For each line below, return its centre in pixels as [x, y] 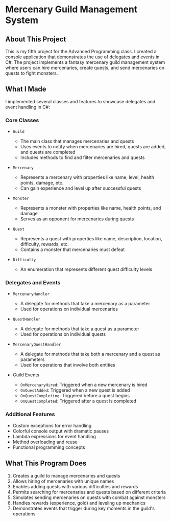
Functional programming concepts [49, 447]
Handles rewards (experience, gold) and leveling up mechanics [79, 503]
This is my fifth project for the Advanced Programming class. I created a [81, 51]
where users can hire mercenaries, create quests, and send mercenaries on [85, 68]
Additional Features [30, 414]
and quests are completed [48, 152]
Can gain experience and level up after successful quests [81, 188]
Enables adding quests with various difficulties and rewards [75, 486]
